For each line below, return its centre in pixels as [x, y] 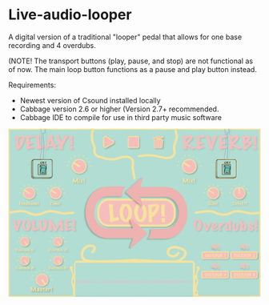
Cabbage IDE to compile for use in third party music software [121, 117]
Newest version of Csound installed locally [90, 100]
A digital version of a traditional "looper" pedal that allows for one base [125, 37]
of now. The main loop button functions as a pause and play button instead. [133, 69]
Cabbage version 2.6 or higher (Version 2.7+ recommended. [119, 109]
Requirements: [32, 85]
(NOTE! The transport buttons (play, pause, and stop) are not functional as [131, 61]
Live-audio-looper [70, 15]
